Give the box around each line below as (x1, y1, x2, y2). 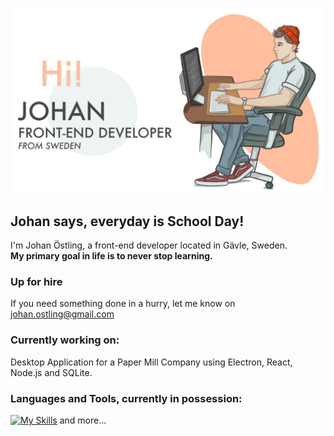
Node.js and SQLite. (10, 366, 93, 378)
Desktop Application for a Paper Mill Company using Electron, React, (10, 356, 293, 368)
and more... (59, 414, 107, 426)
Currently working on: (10, 333, 120, 347)
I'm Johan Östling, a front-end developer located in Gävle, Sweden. (10, 239, 288, 252)
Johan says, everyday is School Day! (10, 213, 245, 230)
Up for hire (10, 275, 63, 289)
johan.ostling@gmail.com (10, 308, 115, 320)
